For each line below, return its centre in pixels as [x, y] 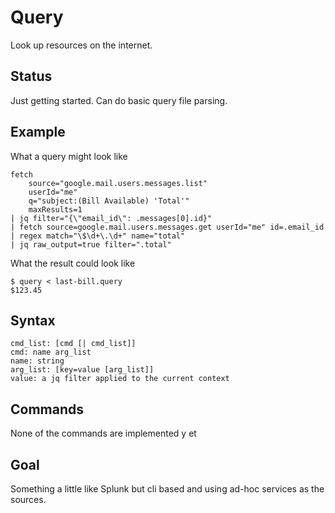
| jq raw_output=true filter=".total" [91, 244]
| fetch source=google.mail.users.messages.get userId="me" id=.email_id [167, 227]
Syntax [33, 320]
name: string [37, 361]
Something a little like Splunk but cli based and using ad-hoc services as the [167, 489]
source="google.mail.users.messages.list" [118, 183]
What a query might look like [69, 156]
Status [31, 76]
